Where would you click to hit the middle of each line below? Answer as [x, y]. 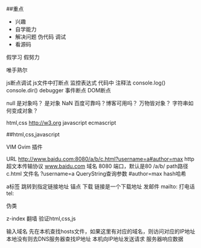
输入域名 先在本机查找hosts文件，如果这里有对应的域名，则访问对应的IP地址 [101, 231]
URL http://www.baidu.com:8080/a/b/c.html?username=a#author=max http [101, 159]
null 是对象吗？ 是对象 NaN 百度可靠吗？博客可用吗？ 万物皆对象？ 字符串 [97, 103]
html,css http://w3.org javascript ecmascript [61, 123]
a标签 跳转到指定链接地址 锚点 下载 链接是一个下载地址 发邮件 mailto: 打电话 [101, 186]
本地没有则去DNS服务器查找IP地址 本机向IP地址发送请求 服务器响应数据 [95, 239]
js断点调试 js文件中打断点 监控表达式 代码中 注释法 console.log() [86, 83]
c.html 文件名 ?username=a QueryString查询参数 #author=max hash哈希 [96, 173]
